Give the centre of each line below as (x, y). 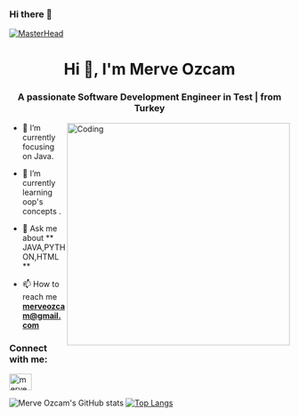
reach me (40, 296)
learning (37, 192)
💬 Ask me (40, 228)
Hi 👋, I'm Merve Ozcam (149, 69)
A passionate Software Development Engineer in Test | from (149, 97)
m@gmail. (41, 316)
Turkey (149, 108)
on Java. (38, 156)
